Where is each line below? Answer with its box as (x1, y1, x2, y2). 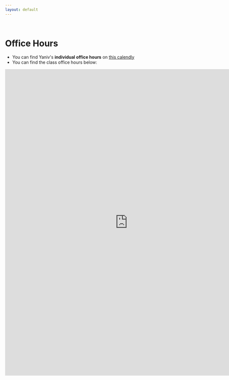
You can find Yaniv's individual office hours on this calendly (12, 54, 135, 60)
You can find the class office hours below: (12, 59, 97, 65)
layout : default (5, 7, 38, 12)
